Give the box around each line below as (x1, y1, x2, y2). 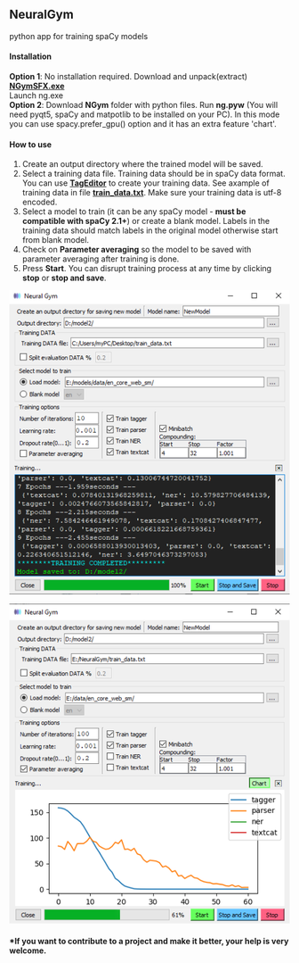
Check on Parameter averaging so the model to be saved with (21, 245, 252, 255)
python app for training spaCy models (9, 30, 149, 41)
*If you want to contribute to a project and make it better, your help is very (9, 935, 289, 946)
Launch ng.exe (9, 90, 64, 101)
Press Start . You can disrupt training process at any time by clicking (21, 263, 272, 274)
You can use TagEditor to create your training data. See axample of (21, 178, 270, 188)
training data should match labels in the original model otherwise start (21, 225, 279, 236)
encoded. (21, 196, 58, 208)
